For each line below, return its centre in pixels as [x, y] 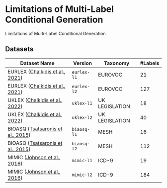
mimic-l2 [82, 175]
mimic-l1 [82, 160]
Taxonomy [117, 63]
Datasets [19, 49]
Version [82, 63]
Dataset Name [37, 63]
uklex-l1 [82, 103]
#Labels [150, 63]
